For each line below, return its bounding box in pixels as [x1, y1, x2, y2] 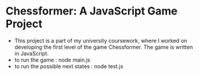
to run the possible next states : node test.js [14, 62, 124, 70]
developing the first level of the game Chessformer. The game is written [14, 43, 194, 51]
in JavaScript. [14, 49, 49, 57]
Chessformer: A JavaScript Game [5, 4, 178, 18]
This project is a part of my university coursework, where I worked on [14, 37, 188, 44]
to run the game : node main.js [14, 56, 91, 63]
